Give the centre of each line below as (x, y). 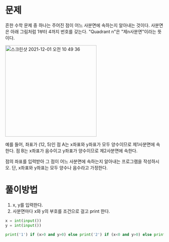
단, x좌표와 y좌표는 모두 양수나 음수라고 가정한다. (60, 167)
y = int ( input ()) (23, 225)
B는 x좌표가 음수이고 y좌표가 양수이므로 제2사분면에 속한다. (79, 150)
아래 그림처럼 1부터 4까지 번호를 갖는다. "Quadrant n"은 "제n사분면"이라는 (83, 31)
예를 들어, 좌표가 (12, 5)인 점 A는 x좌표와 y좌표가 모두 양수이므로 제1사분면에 (80, 144)
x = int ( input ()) (23, 221)
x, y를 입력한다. (28, 205)
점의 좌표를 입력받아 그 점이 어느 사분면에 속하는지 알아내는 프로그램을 (74, 161)
